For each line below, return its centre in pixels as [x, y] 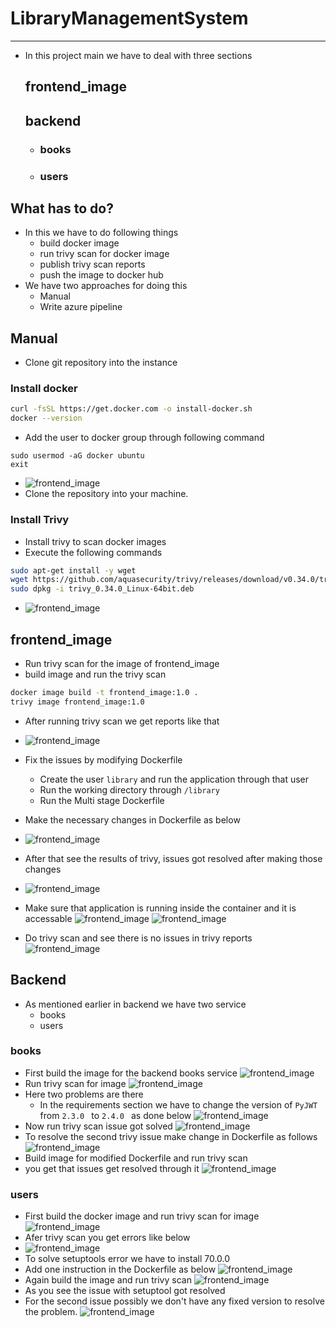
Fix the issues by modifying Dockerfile [103, 759]
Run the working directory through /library [129, 789]
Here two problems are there [84, 1094]
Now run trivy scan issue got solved [98, 1126]
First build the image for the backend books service [131, 1073]
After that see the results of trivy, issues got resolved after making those [173, 858]
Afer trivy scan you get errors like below [107, 1238]
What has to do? [62, 208]
